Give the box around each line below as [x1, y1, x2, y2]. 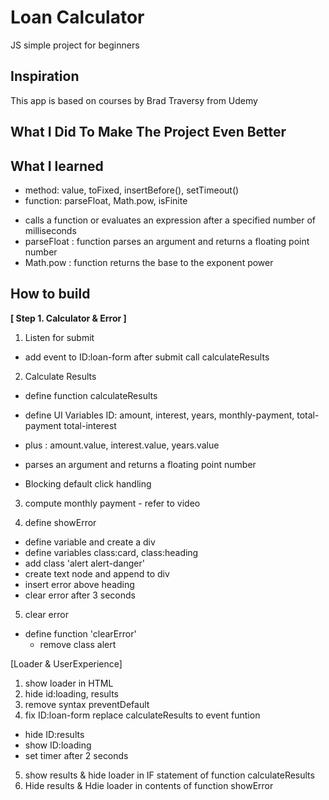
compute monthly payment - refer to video [24, 497, 201, 509]
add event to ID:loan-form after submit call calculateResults [24, 351, 270, 363]
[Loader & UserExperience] [10, 657, 123, 670]
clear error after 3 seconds [24, 589, 136, 601]
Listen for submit [24, 331, 95, 343]
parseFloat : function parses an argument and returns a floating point [24, 235, 310, 247]
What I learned [10, 157, 104, 175]
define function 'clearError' [24, 627, 137, 640]
